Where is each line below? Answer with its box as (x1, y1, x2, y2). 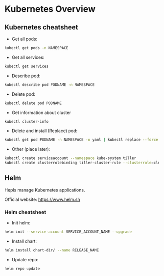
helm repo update (4, 266, 40, 271)
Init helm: (11, 220, 30, 226)
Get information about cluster (11, 110, 71, 115)
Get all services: (11, 54, 45, 60)
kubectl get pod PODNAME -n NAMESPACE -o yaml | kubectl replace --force (4, 138, 159, 142)
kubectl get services (4, 64, 49, 69)
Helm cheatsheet (4, 209, 47, 216)
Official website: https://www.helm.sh (4, 196, 80, 202)
